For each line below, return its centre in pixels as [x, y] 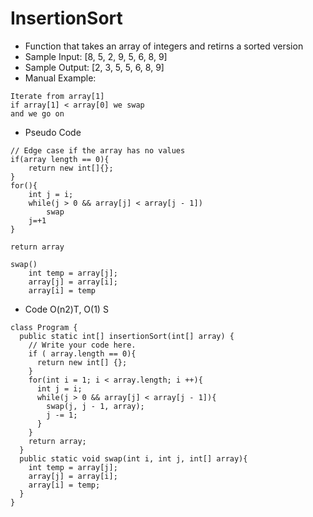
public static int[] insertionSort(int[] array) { [127, 336]
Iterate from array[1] [57, 96]
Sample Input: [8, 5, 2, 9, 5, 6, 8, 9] [96, 56]
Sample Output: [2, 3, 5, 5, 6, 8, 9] [94, 67]
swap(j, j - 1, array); [95, 406]
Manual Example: [60, 78]
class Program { [44, 327]
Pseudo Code [53, 132]
